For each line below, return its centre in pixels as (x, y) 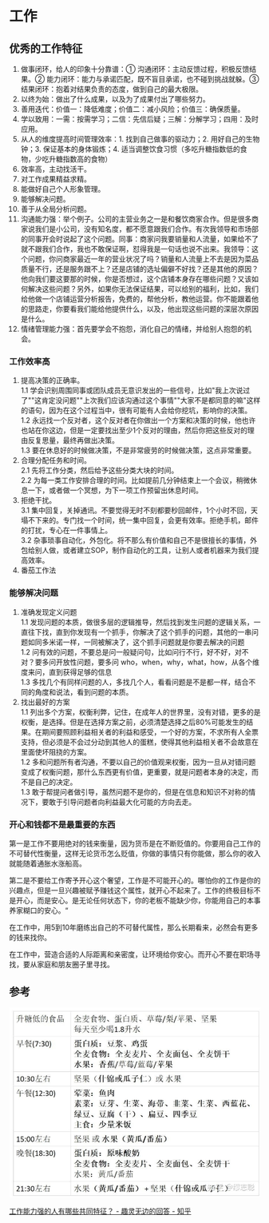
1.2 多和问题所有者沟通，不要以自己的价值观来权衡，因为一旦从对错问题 (138, 762)
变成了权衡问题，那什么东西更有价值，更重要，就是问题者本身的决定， (136, 771)
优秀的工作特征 (46, 48)
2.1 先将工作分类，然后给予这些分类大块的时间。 (99, 470)
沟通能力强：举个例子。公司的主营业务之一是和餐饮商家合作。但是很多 (136, 219)
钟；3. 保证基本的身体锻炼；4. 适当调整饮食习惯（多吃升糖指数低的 (130, 149)
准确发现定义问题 (49, 611)
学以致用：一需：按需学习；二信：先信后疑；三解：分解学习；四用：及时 (139, 119)
